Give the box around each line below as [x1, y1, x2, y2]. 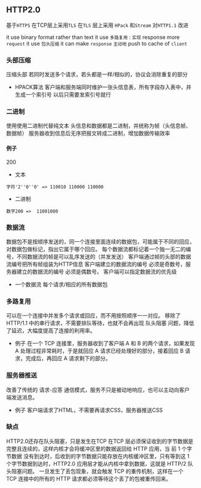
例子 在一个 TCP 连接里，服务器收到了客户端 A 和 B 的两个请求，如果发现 [14, 340, 195, 347]
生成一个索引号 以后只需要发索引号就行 [14, 91, 111, 98]
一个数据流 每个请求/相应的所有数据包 [14, 280, 108, 288]
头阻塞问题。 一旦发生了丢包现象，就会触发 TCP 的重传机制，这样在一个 [6, 468, 184, 475]
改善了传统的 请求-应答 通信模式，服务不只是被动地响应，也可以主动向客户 [6, 386, 190, 393]
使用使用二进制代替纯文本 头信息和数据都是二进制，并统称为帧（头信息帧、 [6, 122, 191, 130]
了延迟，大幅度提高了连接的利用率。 [6, 327, 96, 334]
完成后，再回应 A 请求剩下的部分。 [25, 355, 111, 362]
